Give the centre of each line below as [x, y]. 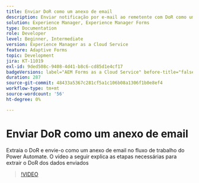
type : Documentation [32, 28]
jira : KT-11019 [25, 61]
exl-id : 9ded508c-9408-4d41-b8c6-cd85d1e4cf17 [65, 66]
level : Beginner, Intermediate [45, 39]
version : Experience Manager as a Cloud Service [67, 45]
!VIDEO [29, 174]
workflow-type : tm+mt [33, 89]
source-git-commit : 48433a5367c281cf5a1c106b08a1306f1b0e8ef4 [84, 83]
